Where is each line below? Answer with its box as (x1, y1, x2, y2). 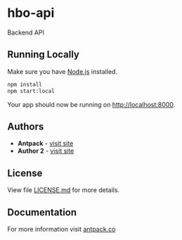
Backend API (7, 28, 44, 37)
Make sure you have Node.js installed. (7, 67, 118, 75)
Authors (7, 120, 44, 132)
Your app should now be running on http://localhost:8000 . (7, 100, 176, 108)
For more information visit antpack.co (7, 225, 116, 233)
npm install (7, 81, 42, 88)
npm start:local (7, 87, 55, 94)
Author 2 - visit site (17, 146, 74, 156)
